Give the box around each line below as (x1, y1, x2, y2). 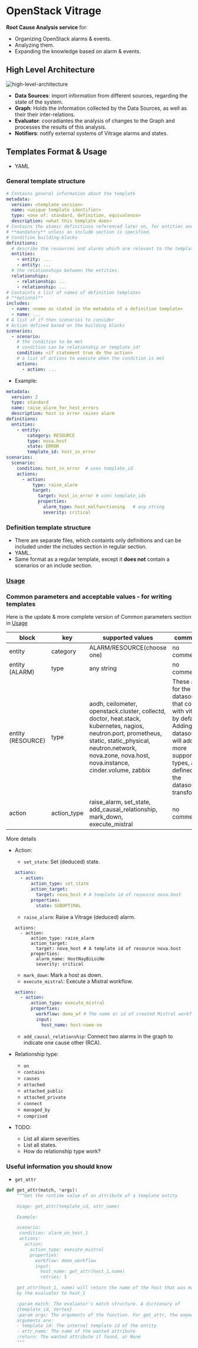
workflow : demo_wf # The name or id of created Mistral (36, 1011, 176, 1017)
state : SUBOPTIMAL (36, 902, 81, 908)
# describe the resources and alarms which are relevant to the (11, 245, 173, 252)
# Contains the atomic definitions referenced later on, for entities (6, 223, 183, 230)
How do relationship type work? (23, 1148, 101, 1155)
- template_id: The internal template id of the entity (16, 1323, 157, 1329)
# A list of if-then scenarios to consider (6, 317, 115, 323)
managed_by (23, 1107, 51, 1113)
